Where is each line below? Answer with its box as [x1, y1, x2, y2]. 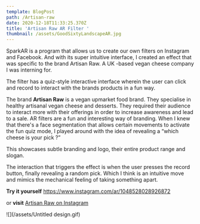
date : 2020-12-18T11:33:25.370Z [6, 20, 87, 26]
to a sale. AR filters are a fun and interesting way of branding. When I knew [6, 115, 190, 122]
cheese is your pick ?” [6, 134, 61, 141]
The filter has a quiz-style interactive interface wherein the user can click [6, 78, 186, 85]
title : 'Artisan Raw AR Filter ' [6, 25, 90, 32]
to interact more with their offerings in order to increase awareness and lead [6, 109, 194, 116]
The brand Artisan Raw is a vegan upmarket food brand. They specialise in [6, 96, 191, 103]
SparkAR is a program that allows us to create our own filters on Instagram [6, 47, 190, 54]
